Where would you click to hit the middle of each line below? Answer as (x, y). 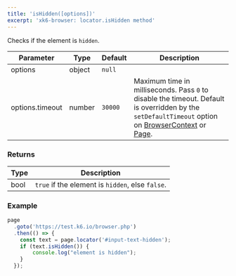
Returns (21, 155)
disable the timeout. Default (179, 98)
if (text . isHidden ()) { (55, 247)
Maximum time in (162, 81)
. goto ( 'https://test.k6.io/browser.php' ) (75, 226)
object (79, 70)
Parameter (37, 58)
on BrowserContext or (170, 125)
